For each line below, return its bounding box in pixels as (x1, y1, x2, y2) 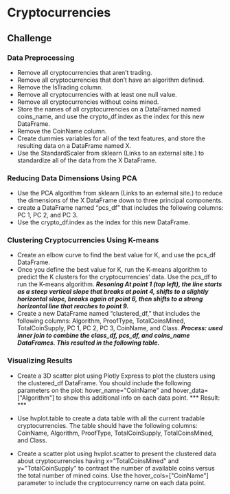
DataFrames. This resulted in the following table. (16, 339, 160, 347)
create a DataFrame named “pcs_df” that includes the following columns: (16, 204, 224, 212)
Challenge (7, 32, 52, 44)
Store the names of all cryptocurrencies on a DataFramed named (16, 105, 201, 113)
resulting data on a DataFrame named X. (16, 141, 132, 149)
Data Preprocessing (7, 53, 75, 63)
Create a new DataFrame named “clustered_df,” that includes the (16, 310, 200, 318)
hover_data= (172, 386, 209, 394)
